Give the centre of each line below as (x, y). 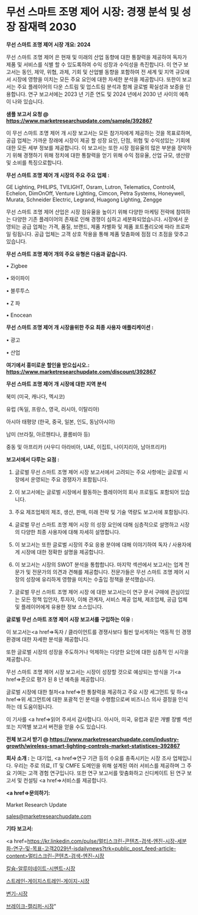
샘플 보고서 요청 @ (27, 114)
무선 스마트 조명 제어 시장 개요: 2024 (48, 44)
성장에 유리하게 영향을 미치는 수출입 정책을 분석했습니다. (90, 579)
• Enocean (19, 315)
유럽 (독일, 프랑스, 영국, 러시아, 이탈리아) (53, 409)
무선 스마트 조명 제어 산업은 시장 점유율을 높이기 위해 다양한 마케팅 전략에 (90, 211)
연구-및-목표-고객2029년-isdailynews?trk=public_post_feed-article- (95, 848)
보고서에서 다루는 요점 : (33, 459)
